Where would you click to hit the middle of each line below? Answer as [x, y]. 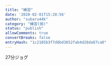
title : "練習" [19, 10]
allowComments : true [27, 33]
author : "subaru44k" [27, 19]
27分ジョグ [17, 57]
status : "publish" [24, 28]
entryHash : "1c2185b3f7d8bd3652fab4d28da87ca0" [56, 42]
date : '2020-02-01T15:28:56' [36, 14]
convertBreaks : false [28, 38]
